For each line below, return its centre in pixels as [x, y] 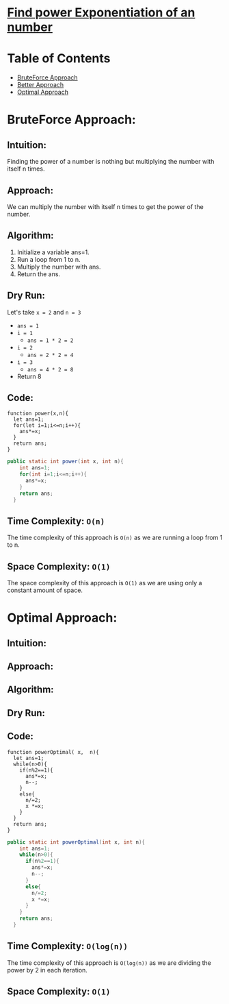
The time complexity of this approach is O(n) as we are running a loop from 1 [115, 538]
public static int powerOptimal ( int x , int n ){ [76, 842]
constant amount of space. [45, 590]
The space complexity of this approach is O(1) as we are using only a [105, 583]
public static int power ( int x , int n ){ [66, 462]
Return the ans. [38, 274]
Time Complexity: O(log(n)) [68, 946]
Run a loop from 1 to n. [49, 259]
